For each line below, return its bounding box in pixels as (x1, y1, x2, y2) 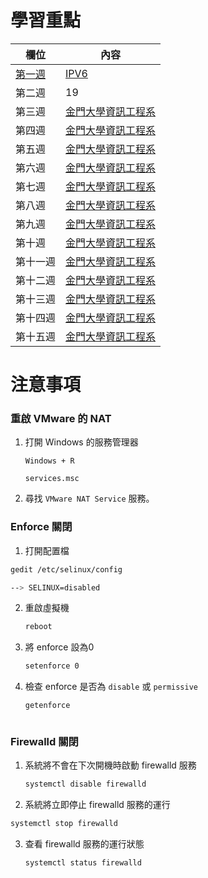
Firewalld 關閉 (10, 735, 79, 749)
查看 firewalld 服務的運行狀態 (24, 838, 145, 850)
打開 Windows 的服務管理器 (24, 436, 139, 448)
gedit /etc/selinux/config (10, 564, 123, 575)
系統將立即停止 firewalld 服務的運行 (24, 799, 171, 811)
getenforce (24, 701, 71, 711)
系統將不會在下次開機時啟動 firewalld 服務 (24, 759, 197, 771)
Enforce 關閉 (10, 520, 73, 534)
